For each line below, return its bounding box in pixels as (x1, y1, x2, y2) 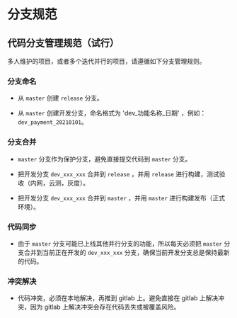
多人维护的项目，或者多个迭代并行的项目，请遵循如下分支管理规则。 (7, 57, 206, 65)
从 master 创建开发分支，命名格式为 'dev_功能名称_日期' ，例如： (17, 109, 207, 118)
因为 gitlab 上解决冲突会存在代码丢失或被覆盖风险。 (30, 302, 180, 312)
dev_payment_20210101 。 (17, 118, 88, 126)
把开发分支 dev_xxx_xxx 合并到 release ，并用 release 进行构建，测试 (17, 169, 219, 178)
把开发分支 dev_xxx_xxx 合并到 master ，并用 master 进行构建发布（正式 (17, 193, 226, 202)
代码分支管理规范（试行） (7, 37, 119, 49)
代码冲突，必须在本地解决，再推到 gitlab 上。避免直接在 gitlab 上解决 (17, 294, 219, 302)
